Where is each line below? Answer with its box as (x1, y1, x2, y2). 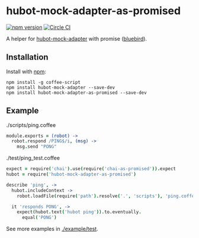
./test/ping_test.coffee (6, 155, 60, 162)
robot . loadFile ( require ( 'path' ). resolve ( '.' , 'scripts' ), (17, 193, 163, 199)
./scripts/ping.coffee (6, 121, 56, 128)
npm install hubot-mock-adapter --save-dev (6, 84, 115, 90)
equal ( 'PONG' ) (21, 214, 57, 221)
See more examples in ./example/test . (6, 226, 99, 233)
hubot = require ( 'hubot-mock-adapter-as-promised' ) (6, 171, 136, 178)
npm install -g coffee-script (6, 79, 81, 85)
